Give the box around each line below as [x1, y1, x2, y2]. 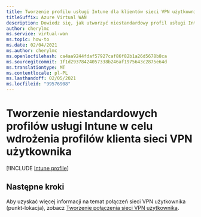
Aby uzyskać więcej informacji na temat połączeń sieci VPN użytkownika [6, 198, 186, 205]
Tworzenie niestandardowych [6, 107, 158, 120]
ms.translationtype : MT [6, 64, 66, 71]
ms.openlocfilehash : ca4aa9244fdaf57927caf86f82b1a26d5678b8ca [6, 53, 167, 59]
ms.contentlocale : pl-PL [6, 70, 68, 76]
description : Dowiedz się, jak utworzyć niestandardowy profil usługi [6, 20, 186, 26]
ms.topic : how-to [6, 36, 50, 42]
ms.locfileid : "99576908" [6, 81, 71, 87]
